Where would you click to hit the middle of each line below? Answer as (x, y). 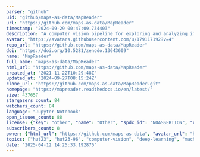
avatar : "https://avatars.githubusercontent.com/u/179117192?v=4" (90, 39)
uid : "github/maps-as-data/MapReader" (54, 17)
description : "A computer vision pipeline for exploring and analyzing (97, 34)
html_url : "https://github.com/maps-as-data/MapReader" (77, 67)
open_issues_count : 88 (34, 117)
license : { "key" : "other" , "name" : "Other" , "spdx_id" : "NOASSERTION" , (97, 123)
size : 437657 (22, 95)
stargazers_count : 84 (33, 100)
